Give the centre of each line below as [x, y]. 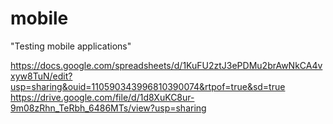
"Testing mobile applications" [71, 46]
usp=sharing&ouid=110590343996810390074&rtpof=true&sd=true [148, 86]
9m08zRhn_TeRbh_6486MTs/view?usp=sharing [108, 108]
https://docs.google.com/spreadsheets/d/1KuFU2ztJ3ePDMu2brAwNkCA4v [166, 65]
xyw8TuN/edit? [41, 76]
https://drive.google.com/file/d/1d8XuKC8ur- [102, 97]
